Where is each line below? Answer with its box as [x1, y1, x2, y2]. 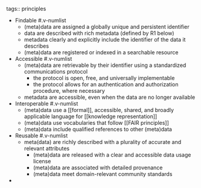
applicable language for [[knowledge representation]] [24, 113, 158, 120]
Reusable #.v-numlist [14, 132, 68, 139]
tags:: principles [6, 5, 46, 12]
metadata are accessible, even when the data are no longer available [24, 93, 196, 101]
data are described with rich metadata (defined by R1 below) [24, 30, 174, 37]
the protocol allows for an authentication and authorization [33, 81, 179, 88]
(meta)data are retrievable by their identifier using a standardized [24, 61, 187, 69]
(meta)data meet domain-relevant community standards [33, 171, 173, 177]
